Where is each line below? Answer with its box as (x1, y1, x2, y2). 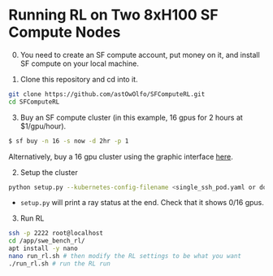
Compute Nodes (8, 23, 121, 42)
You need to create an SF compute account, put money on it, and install (19, 50, 260, 59)
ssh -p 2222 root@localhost (8, 230, 104, 238)
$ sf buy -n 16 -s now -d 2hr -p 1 (8, 137, 129, 145)
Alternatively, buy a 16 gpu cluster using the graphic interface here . (8, 151, 233, 161)
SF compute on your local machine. (19, 59, 140, 68)
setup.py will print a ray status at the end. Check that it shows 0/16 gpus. (19, 198, 264, 208)
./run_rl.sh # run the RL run (8, 259, 111, 268)
